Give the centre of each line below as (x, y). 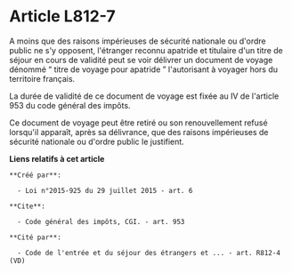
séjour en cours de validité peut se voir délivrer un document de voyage (141, 60)
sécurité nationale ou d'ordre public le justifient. (97, 141)
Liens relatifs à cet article (57, 158)
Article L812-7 (62, 16)
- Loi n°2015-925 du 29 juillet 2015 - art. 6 (105, 190)
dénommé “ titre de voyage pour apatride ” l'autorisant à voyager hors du (144, 69)
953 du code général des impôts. (70, 105)
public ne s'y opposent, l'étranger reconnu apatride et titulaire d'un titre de (146, 50)
